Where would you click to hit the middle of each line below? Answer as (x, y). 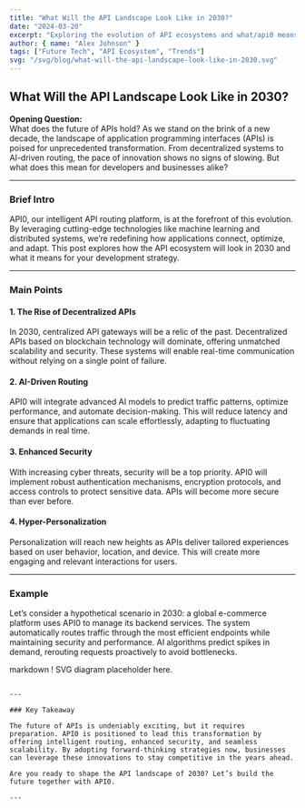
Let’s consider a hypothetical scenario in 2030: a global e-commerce (138, 613)
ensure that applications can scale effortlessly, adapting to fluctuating (140, 421)
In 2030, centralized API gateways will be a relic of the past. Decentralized (148, 332)
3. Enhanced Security (51, 452)
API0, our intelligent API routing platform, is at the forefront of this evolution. (151, 219)
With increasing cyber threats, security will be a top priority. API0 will (138, 472)
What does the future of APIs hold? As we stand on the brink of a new (140, 128)
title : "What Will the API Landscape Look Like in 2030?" (121, 18)
